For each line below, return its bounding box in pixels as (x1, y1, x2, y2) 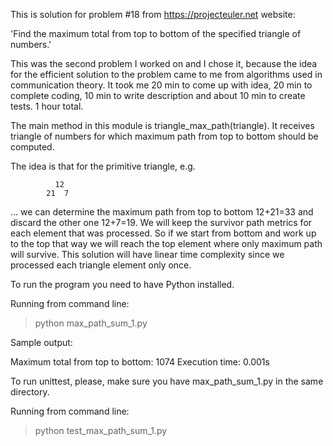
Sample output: (10, 337, 73, 348)
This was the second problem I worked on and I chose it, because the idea (10, 58, 318, 69)
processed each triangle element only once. (10, 259, 192, 271)
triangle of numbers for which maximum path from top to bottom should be (10, 130, 319, 142)
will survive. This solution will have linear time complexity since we (10, 249, 285, 260)
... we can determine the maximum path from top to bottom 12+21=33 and (10, 206, 314, 218)
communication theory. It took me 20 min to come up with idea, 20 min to (10, 79, 313, 91)
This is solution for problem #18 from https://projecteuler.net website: (10, 9, 296, 20)
